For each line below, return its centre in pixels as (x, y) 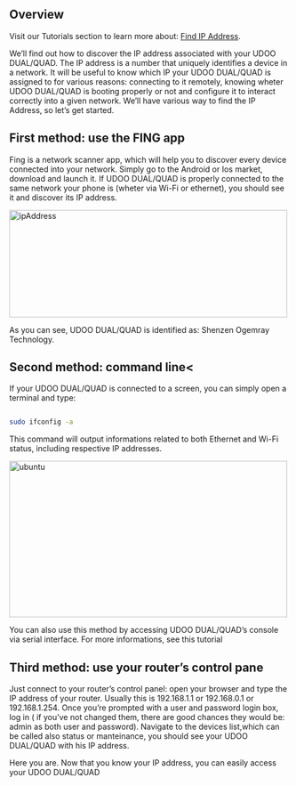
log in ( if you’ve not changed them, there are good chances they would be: (147, 717)
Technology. (32, 339)
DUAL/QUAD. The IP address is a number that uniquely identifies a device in (148, 62)
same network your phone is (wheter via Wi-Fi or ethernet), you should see (147, 188)
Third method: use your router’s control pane (136, 667)
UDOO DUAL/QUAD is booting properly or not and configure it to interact (142, 91)
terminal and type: (43, 398)
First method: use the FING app (97, 138)
